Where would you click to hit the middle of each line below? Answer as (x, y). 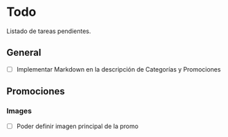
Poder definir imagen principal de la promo (77, 126)
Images (19, 111)
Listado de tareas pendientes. (49, 31)
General (24, 53)
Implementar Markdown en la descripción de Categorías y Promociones (118, 69)
